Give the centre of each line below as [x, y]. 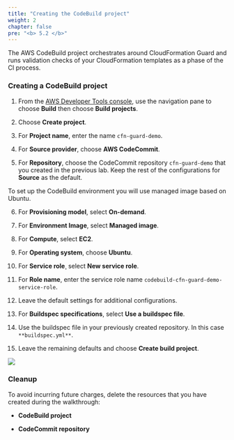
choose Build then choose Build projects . [78, 108]
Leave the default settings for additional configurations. [97, 300]
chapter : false [30, 26]
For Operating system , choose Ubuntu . [75, 252]
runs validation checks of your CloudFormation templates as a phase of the [116, 61]
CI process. [24, 68]
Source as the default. [50, 177]
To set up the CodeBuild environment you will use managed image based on [117, 191]
